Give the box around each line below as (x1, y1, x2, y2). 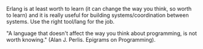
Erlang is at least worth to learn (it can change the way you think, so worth (6, 5, 192, 12)
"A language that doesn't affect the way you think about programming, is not (6, 30, 197, 37)
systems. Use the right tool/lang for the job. (6, 18, 115, 25)
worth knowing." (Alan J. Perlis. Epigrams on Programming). (6, 36, 156, 43)
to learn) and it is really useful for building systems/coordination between (6, 11, 189, 19)
